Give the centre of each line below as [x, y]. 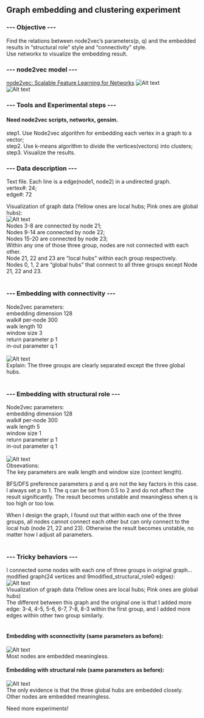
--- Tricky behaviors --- [42, 556]
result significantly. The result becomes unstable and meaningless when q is [102, 497]
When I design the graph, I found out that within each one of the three [94, 515]
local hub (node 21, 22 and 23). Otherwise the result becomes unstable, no [100, 528]
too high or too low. [30, 503]
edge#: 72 [19, 195]
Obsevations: [23, 465]
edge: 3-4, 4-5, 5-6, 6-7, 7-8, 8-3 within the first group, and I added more [98, 609]
